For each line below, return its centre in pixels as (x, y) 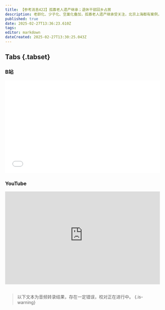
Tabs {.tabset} (28, 57)
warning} (26, 302)
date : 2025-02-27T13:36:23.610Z (38, 23)
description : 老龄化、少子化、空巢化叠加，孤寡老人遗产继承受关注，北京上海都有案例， (83, 14)
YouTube (16, 184)
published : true (22, 19)
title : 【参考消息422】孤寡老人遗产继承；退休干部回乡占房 (58, 10)
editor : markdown (23, 32)
